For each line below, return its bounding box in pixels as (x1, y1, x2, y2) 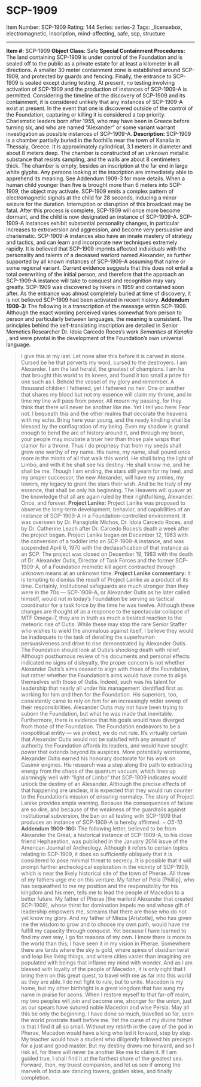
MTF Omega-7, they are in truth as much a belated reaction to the (20, 614, 182, 621)
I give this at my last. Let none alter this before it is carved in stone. (20, 352, 187, 359)
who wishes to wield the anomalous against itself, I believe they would (20, 627, 194, 634)
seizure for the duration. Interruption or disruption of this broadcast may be (6, 200, 191, 207)
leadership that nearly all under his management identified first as (20, 684, 184, 692)
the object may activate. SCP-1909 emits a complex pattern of (20, 187, 174, 195)
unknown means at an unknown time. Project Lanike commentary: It (20, 569, 191, 577)
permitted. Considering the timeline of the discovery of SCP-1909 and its (6, 91, 185, 99)
